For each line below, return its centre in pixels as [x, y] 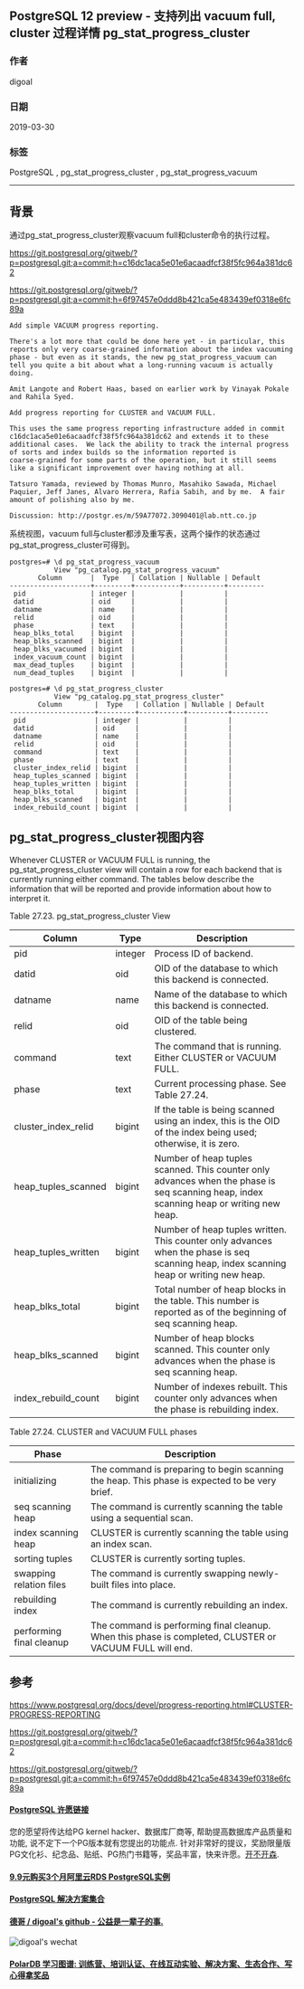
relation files [40, 1585]
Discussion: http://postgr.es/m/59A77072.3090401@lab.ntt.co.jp [133, 516]
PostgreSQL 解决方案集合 [57, 1899]
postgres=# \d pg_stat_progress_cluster [87, 689]
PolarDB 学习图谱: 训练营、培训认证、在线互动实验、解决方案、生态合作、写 [151, 1964]
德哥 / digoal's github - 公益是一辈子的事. [86, 1921]
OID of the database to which [216, 968]
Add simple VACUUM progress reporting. [85, 326]
